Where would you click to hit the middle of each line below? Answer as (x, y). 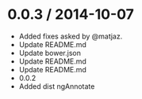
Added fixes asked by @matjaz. (71, 36)
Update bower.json (50, 53)
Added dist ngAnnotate (57, 86)
